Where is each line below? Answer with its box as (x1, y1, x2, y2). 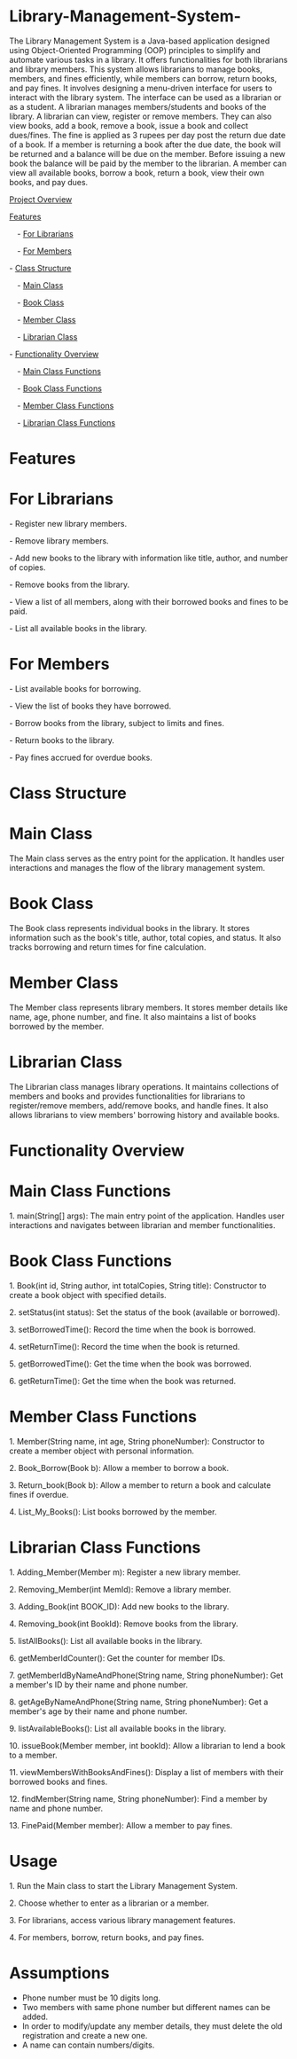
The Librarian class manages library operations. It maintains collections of (9, 1081, 279, 1092)
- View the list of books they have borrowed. (9, 701, 172, 711)
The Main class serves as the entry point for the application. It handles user (9, 853, 285, 864)
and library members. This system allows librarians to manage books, (9, 64, 263, 74)
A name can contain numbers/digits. (21, 2039, 155, 2050)
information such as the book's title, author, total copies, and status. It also (9, 933, 282, 943)
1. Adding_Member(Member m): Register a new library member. (9, 1567, 241, 1578)
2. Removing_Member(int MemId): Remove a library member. (9, 1584, 232, 1594)
